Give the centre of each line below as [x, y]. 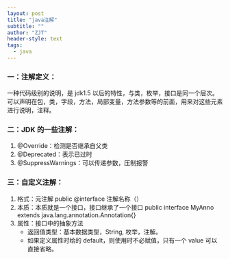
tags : [15, 45]
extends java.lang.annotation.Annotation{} [76, 215]
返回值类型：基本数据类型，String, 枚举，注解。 [94, 232]
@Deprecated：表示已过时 [54, 154]
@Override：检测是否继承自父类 [62, 146]
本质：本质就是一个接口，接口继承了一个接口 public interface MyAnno [115, 207]
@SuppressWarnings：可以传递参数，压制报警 [82, 163]
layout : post [26, 13]
